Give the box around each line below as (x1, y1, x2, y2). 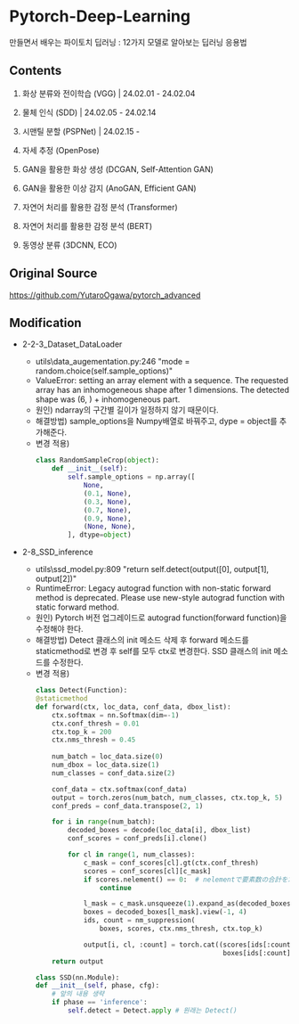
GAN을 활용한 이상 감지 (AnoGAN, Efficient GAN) (21, 183, 198, 193)
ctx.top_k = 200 (52, 727, 112, 736)
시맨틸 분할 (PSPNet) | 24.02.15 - (21, 126, 141, 136)
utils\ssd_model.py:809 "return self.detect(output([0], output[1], (35, 564, 270, 575)
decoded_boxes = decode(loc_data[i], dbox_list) (67, 826, 252, 835)
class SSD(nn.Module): (35, 973, 120, 982)
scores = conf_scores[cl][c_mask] (83, 866, 212, 875)
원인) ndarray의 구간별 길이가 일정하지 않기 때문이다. (35, 405, 220, 415)
